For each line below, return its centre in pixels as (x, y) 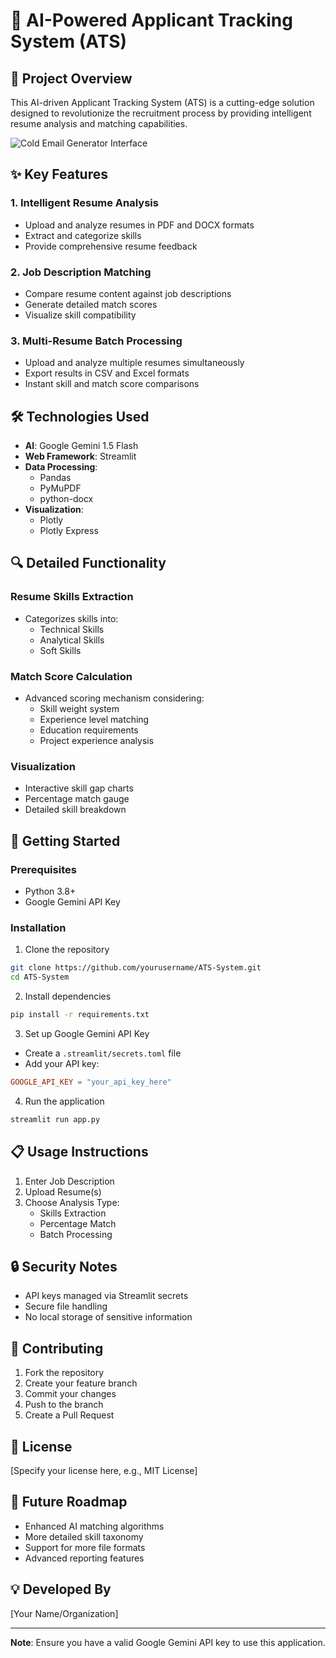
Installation (38, 927)
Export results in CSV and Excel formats (107, 373)
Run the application (64, 1101)
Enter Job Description (69, 1181)
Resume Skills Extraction (72, 597)
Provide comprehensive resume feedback (111, 246)
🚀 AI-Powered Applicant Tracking (151, 20)
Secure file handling (66, 1306)
